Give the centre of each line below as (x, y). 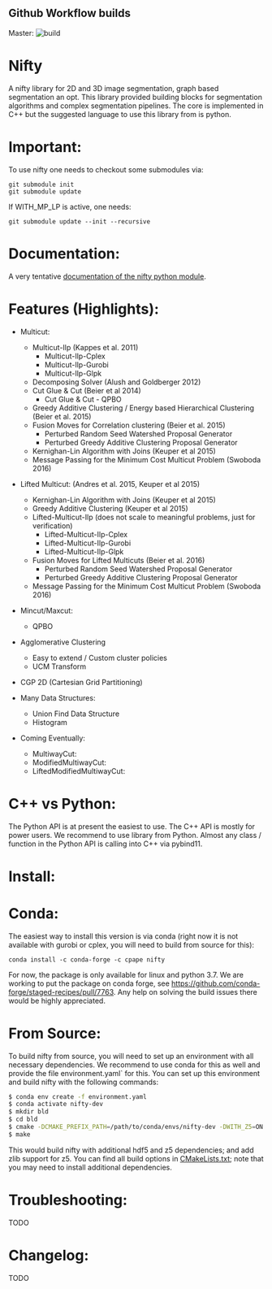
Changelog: (49, 1255)
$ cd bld (23, 1120)
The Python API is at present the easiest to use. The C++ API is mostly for (132, 826)
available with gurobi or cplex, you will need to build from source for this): (131, 944)
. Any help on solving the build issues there (186, 992)
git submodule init (41, 184)
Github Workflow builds (70, 13)
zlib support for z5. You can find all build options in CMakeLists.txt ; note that (136, 1158)
